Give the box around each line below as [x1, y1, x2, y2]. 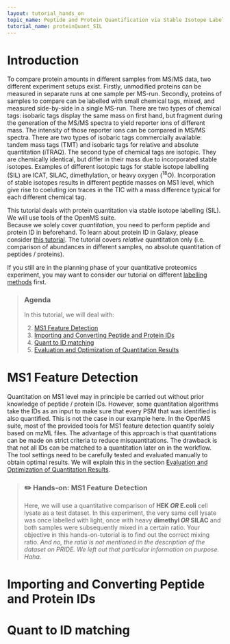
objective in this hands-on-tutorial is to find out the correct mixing [23, 530, 210, 539]
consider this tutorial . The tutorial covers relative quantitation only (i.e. [7, 235, 205, 244]
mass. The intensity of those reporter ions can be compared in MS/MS [7, 126, 206, 135]
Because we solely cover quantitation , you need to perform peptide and [7, 220, 210, 229]
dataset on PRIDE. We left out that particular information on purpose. [23, 545, 220, 553]
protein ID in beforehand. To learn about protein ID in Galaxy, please [7, 228, 199, 236]
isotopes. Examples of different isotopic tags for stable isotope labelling [7, 163, 209, 171]
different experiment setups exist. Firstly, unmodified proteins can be [7, 82, 202, 91]
